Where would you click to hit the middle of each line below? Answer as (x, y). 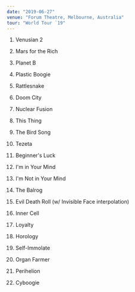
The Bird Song (33, 133)
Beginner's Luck (35, 155)
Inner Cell (27, 213)
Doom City (29, 98)
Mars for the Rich (37, 51)
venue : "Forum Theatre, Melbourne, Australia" (65, 17)
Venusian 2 (29, 40)
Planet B (26, 63)
